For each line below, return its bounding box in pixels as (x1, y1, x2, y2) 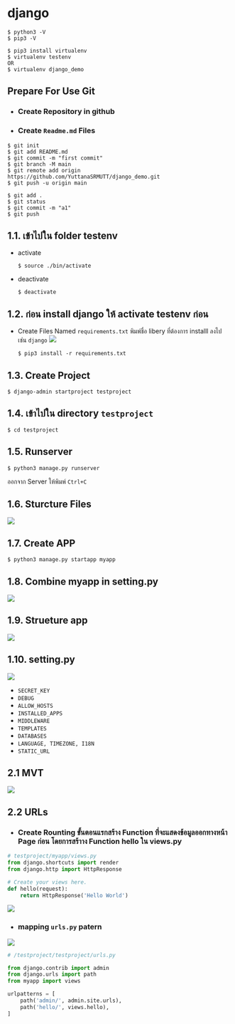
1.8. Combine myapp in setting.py (7, 575, 158, 587)
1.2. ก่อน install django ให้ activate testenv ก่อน (7, 308, 209, 320)
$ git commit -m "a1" (7, 204, 72, 211)
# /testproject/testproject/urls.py (7, 951, 116, 958)
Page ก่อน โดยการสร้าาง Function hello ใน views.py (17, 836, 182, 846)
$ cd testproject (7, 426, 59, 434)
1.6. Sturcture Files (7, 498, 92, 510)
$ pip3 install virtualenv (7, 47, 87, 54)
